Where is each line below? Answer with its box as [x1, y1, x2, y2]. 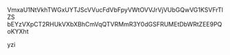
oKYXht [7, 27, 29, 35]
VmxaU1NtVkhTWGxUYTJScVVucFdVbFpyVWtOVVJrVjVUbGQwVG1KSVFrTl [7, 6, 223, 14]
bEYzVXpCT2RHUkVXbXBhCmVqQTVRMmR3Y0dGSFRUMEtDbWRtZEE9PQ [7, 20, 222, 28]
